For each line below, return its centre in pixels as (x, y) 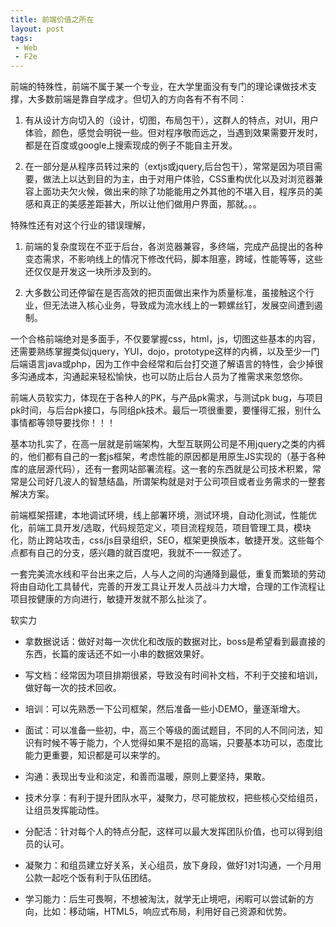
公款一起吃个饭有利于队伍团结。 (90, 878)
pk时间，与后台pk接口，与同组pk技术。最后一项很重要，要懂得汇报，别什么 (166, 410)
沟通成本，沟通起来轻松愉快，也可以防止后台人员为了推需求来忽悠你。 (163, 377)
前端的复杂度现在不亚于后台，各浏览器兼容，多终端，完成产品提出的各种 (173, 247)
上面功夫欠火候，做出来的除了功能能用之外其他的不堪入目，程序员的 (174, 192)
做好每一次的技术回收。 (73, 688)
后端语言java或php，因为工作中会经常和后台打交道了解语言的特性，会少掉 (162, 364)
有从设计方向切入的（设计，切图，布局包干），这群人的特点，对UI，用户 (171, 120)
